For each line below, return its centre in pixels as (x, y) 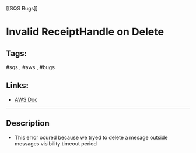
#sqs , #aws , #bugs (31, 67)
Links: (17, 86)
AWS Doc (26, 99)
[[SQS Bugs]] (22, 8)
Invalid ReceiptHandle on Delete (85, 32)
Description (28, 124)
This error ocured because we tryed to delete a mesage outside (91, 137)
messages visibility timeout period (56, 143)
